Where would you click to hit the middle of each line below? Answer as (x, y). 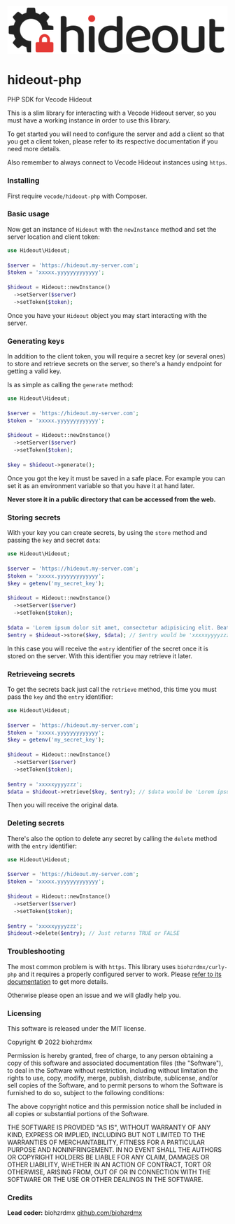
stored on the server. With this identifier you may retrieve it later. (100, 656)
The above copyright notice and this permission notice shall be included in (114, 1106)
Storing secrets (34, 517)
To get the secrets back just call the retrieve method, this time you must (112, 689)
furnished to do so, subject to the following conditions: (86, 1092)
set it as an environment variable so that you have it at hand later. (101, 485)
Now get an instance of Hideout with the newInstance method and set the (112, 229)
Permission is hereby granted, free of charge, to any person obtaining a (110, 1055)
